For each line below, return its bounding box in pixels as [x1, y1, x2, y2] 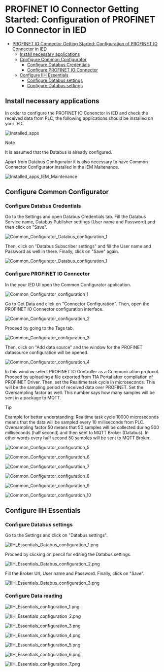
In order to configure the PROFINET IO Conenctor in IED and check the [5, 110, 149, 116]
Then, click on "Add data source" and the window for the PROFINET [5, 344, 143, 350]
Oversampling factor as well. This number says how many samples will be [5, 389, 155, 395]
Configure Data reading [5, 593, 63, 600]
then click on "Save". [5, 224, 48, 230]
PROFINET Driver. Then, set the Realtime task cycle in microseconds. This [5, 379, 155, 385]
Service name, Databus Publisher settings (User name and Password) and [5, 219, 156, 225]
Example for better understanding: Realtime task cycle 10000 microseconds [5, 414, 159, 420]
